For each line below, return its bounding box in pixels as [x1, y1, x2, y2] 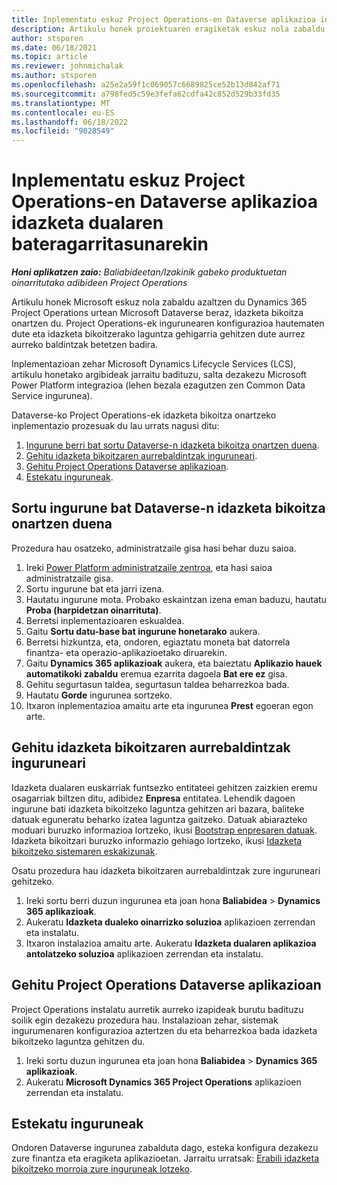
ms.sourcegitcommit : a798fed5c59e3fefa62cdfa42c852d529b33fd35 [11, 89, 281, 99]
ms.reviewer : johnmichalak [11, 61, 124, 71]
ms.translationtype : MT [11, 98, 111, 108]
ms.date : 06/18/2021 [11, 42, 98, 53]
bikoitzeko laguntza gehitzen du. [11, 1035, 146, 1047]
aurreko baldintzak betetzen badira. [11, 339, 159, 351]
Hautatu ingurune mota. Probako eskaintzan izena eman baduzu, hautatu [25, 593, 327, 605]
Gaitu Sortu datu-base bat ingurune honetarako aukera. [25, 625, 261, 637]
